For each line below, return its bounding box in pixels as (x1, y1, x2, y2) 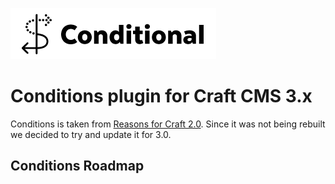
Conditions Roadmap (10, 158, 145, 175)
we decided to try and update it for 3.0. (10, 128, 172, 140)
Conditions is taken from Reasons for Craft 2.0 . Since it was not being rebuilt (10, 118, 326, 130)
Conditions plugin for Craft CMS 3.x (10, 85, 313, 108)
